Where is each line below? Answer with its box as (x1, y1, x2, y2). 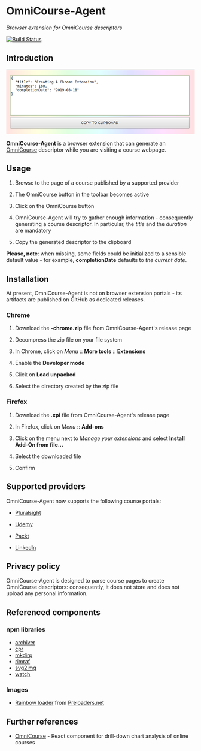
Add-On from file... (14, 441, 64, 448)
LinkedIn (14, 544, 36, 551)
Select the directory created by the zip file (14, 382, 119, 390)
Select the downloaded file (14, 453, 81, 460)
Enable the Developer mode (14, 360, 85, 367)
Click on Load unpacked (14, 371, 76, 378)
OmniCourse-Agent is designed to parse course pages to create (6, 577, 165, 584)
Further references (6, 716, 78, 726)
